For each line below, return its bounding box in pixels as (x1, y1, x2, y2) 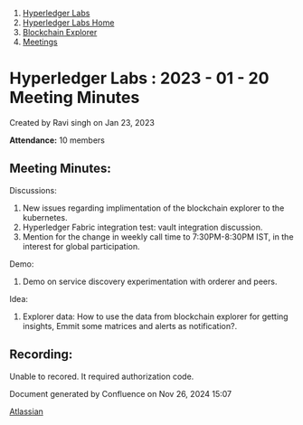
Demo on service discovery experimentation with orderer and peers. (22, 276, 278, 287)
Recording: (9, 347, 73, 363)
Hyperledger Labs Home (22, 17, 115, 28)
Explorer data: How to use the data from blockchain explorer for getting (22, 311, 289, 322)
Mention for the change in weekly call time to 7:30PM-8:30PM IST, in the (22, 231, 294, 242)
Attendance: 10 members (9, 135, 106, 146)
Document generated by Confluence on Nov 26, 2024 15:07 (9, 388, 232, 399)
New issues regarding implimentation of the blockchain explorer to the (22, 203, 285, 213)
